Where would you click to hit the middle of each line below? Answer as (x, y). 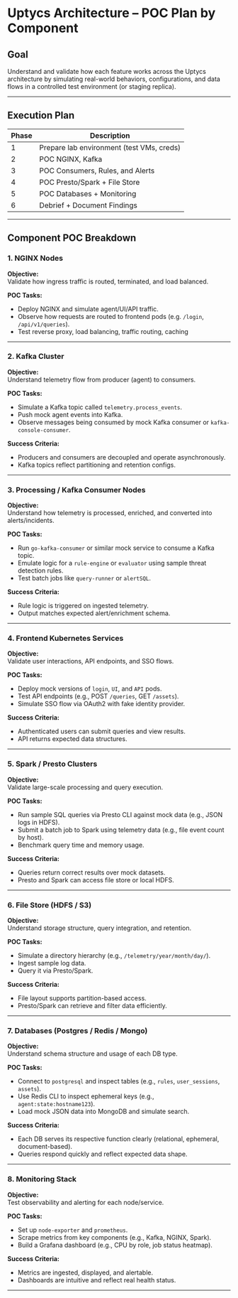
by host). (30, 837)
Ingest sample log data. (52, 963)
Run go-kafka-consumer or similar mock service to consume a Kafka (116, 548)
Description (110, 135)
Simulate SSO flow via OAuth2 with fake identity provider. (101, 704)
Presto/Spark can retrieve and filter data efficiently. (92, 1005)
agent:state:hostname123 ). (56, 1104)
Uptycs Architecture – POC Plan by (112, 13)
